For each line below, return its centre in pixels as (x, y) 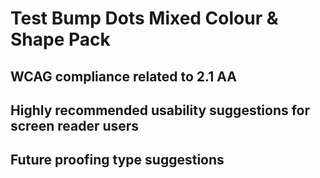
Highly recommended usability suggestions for (160, 110)
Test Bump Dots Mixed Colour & (144, 18)
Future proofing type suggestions (117, 160)
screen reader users (75, 125)
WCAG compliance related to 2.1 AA (123, 76)
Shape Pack (60, 39)
